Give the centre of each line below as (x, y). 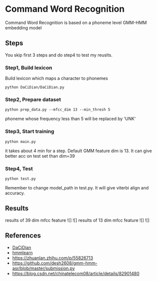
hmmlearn (22, 253)
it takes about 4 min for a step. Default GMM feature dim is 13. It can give (78, 151)
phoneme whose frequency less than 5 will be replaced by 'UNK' (70, 119)
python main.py (21, 141)
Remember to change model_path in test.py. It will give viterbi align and (77, 187)
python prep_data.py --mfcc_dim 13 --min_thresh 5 (58, 110)
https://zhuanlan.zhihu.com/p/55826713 (53, 258)
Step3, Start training (30, 132)
